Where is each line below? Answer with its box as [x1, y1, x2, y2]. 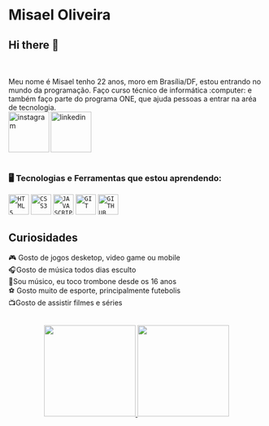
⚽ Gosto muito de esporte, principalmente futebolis [8, 286, 181, 295]
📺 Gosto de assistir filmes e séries [8, 298, 123, 308]
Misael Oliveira [8, 6, 111, 24]
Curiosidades [8, 230, 79, 244]
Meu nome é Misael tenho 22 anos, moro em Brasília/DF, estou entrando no [8, 77, 262, 86]
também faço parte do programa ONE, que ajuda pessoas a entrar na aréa [8, 94, 258, 103]
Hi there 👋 [8, 38, 59, 52]
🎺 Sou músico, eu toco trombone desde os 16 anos [8, 277, 177, 286]
